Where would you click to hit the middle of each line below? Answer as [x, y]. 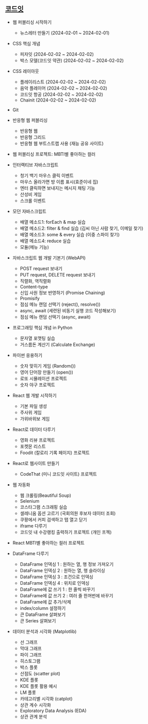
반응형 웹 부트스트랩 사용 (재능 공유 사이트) [62, 143]
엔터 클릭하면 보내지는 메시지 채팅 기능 [57, 188]
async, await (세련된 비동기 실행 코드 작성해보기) [68, 310]
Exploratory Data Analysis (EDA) [53, 710]
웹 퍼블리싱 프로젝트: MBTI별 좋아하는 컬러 [54, 154]
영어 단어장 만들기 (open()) [47, 372]
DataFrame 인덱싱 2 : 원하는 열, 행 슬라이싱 [62, 570]
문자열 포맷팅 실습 [37, 338]
